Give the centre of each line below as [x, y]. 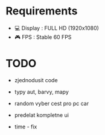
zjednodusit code [36, 80]
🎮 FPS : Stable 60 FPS [43, 37]
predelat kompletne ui [41, 115]
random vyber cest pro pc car [51, 103]
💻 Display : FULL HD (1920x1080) [56, 28]
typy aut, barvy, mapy [41, 92]
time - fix [26, 127]
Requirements [42, 11]
